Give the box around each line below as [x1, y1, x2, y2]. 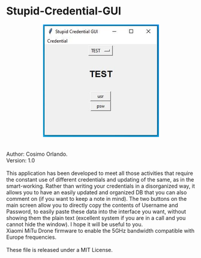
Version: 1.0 [6, 156, 35, 164]
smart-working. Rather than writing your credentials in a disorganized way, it [6, 182, 195, 189]
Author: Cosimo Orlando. [6, 150, 68, 158]
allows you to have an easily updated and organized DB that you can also [6, 188, 187, 196]
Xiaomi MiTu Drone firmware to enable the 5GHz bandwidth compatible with [6, 227, 195, 234]
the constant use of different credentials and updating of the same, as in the [6, 176, 194, 183]
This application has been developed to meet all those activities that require [6, 170, 193, 177]
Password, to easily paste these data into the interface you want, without [6, 207, 187, 215]
